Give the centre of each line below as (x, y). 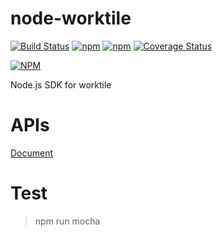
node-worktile (71, 18)
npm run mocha (67, 221)
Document (32, 153)
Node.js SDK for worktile (61, 84)
